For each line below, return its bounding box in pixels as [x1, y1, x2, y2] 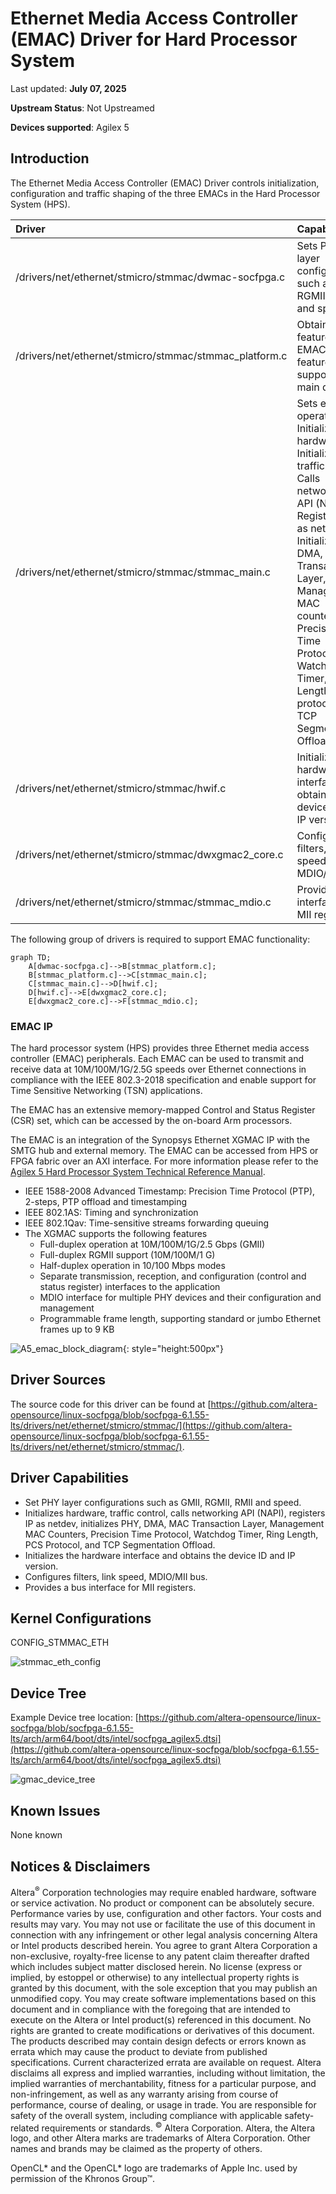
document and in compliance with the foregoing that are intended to [10, 2003, 291, 2015]
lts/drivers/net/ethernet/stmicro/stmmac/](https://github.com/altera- [10, 1419, 293, 1431]
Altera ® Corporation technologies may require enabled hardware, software [10, 1884, 317, 1898]
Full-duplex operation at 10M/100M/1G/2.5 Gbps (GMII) [39, 1238, 266, 1251]
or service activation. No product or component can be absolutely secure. [10, 1897, 315, 1909]
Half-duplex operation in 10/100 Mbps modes [39, 1260, 226, 1272]
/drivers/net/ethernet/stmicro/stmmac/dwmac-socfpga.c [15, 270, 286, 284]
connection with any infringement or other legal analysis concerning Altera [10, 1928, 318, 1941]
